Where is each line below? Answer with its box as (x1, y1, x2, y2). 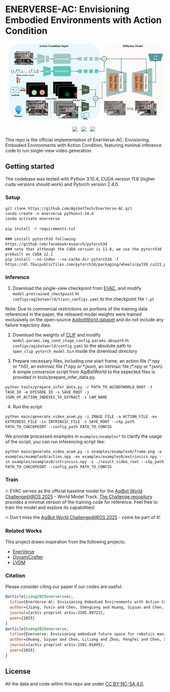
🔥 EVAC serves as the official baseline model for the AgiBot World (5, 488, 143, 494)
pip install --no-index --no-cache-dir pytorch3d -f (5, 257, 119, 262)
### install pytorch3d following (5, 236, 76, 242)
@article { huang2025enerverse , (5, 626, 69, 631)
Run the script (12, 404, 42, 410)
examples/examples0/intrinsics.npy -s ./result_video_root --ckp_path (12, 459, 164, 465)
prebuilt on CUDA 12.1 (5, 252, 53, 257)
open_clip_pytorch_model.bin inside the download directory (12, 348, 138, 354)
